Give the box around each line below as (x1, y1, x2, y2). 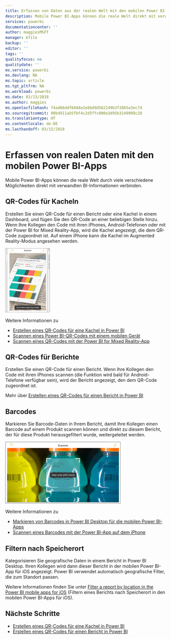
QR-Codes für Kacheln (5, 197, 79, 206)
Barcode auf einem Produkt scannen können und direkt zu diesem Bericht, (5, 426, 162, 432)
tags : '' (5, 51, 24, 56)
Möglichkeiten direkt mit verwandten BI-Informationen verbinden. (5, 182, 142, 188)
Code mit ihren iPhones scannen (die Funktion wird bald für (5, 372, 130, 378)
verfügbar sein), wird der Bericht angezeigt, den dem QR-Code (24, 377, 157, 383)
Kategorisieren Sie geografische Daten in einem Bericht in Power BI (5, 558, 147, 564)
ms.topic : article (5, 78, 44, 84)
